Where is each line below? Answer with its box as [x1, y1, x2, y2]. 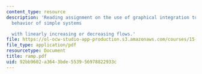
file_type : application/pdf [6, 42, 77, 48]
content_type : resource [6, 8, 66, 15]
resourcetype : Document [6, 48, 66, 54]
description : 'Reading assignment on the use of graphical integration [6, 14, 189, 20]
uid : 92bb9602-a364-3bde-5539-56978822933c [6, 58, 117, 65]
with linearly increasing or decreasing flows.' [11, 31, 136, 37]
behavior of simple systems [11, 20, 82, 26]
